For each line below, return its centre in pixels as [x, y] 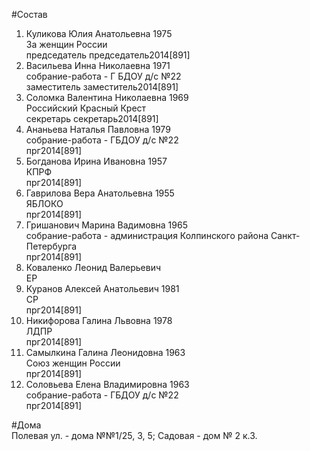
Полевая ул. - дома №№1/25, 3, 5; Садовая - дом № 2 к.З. [134, 435]
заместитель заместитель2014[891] [102, 87]
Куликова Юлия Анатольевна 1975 [99, 33]
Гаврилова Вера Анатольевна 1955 [100, 193]
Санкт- [285, 235]
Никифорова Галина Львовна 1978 [99, 320]
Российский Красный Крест [86, 108]
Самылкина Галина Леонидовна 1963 [105, 352]
